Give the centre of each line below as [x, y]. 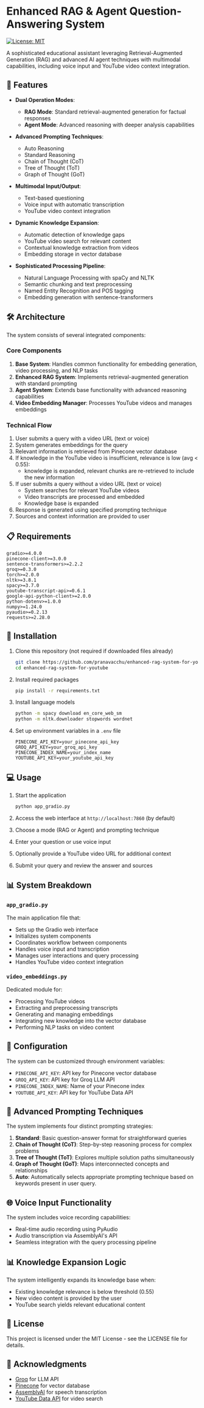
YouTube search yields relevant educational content [80, 1305]
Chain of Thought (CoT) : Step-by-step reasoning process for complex [104, 1145]
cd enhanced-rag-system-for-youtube [62, 668]
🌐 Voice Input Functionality [59, 1203]
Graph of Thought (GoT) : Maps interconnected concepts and [92, 1164]
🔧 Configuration [37, 1046]
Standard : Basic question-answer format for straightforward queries [101, 1138]
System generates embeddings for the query [71, 445]
